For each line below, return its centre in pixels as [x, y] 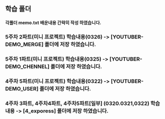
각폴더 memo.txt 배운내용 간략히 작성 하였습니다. [53, 22]
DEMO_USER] [22, 88]
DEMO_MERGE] [24, 44]
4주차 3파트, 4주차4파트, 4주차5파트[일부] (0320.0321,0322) [77, 103]
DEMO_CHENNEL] [27, 66]
